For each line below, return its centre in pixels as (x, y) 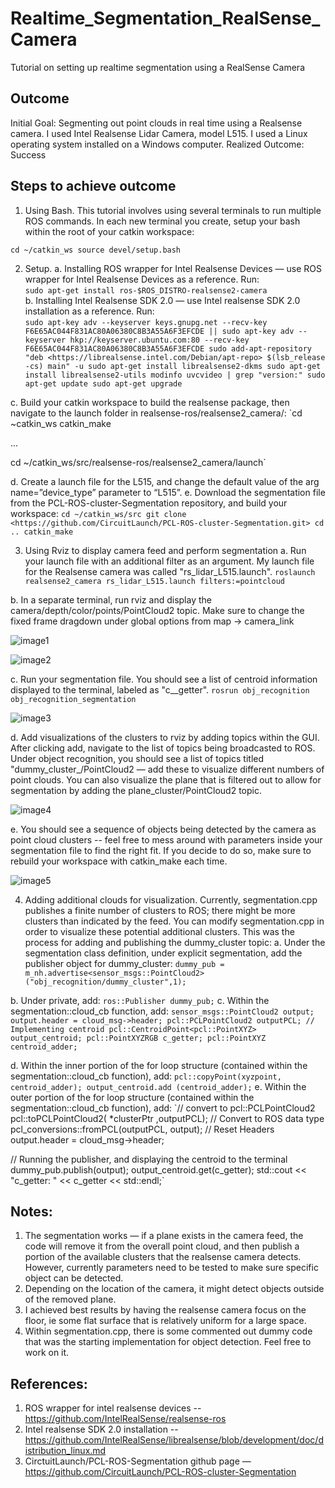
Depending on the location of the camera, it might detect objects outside (174, 1289)
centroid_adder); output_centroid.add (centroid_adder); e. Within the (158, 1086)
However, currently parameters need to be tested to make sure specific (171, 1268)
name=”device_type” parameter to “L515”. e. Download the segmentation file (168, 492)
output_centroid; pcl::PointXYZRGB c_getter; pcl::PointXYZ (138, 1038)
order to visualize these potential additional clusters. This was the (159, 931)
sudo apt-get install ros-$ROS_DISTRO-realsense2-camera (146, 290)
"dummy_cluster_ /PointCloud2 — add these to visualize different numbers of (167, 769)
